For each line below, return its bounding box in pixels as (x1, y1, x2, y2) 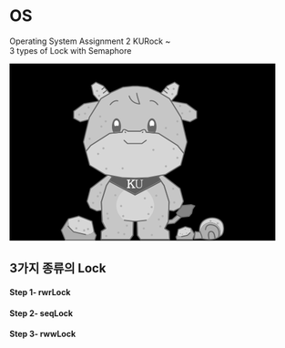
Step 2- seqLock (9, 307, 74, 319)
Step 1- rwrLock (9, 286, 71, 297)
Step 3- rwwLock (9, 329, 76, 340)
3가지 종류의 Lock (9, 261, 107, 276)
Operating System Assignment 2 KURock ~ (9, 36, 171, 46)
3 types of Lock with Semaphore (9, 45, 132, 56)
